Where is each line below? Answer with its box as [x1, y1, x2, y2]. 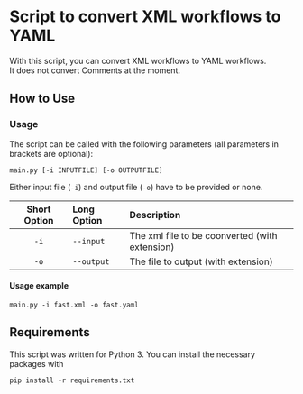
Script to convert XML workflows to [9, 6, 281, 27]
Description [129, 208, 181, 221]
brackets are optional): [9, 148, 93, 159]
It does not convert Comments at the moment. [9, 65, 181, 76]
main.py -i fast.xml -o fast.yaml [9, 300, 140, 309]
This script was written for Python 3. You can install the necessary [9, 349, 255, 360]
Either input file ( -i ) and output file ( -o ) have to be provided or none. [9, 181, 263, 192]
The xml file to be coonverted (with [129, 229, 278, 242]
